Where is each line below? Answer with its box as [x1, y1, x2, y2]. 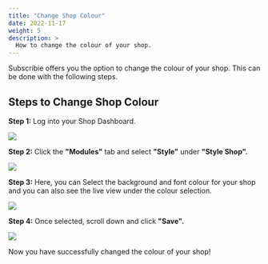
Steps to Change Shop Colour [8, 95, 159, 109]
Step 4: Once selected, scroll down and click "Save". [8, 216, 185, 226]
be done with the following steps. [8, 72, 118, 82]
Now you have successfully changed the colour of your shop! [8, 246, 211, 256]
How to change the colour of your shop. [15, 42, 152, 50]
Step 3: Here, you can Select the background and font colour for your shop [8, 177, 256, 186]
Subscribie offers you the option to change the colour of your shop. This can [8, 63, 261, 73]
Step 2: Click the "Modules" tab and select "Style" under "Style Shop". [8, 146, 248, 156]
